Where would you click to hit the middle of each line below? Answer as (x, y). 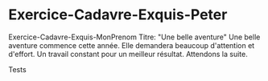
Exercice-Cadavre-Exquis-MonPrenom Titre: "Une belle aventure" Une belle (134, 37)
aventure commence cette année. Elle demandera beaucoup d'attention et (132, 45)
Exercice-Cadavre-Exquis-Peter (118, 15)
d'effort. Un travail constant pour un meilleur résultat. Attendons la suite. (128, 54)
